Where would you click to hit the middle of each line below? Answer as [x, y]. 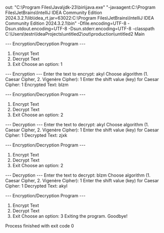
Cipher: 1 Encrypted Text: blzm [37, 85]
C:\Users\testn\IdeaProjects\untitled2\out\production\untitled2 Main [75, 34]
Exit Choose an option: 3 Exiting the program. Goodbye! [70, 216]
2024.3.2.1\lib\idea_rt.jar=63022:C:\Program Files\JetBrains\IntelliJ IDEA [80, 18]
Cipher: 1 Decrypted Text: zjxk [36, 135]
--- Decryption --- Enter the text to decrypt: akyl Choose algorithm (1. [77, 125]
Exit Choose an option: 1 [37, 64]
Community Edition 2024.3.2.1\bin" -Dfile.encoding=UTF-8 [66, 23]
